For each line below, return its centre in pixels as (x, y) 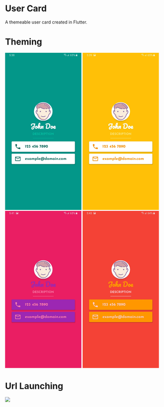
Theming (24, 42)
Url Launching (34, 386)
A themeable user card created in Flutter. (46, 22)
